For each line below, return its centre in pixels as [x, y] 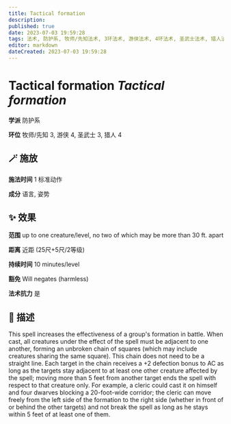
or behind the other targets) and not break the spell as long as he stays [108, 407]
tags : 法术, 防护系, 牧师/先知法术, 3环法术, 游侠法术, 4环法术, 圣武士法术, [108, 39]
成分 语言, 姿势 [29, 193]
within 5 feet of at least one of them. [59, 414]
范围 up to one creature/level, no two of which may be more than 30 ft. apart [116, 235]
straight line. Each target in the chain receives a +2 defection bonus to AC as [117, 364]
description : [27, 20]
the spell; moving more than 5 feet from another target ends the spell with [112, 378]
